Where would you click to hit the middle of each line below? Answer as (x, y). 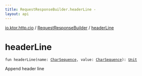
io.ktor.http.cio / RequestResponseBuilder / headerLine (60, 27)
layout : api (17, 14)
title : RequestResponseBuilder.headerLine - (50, 9)
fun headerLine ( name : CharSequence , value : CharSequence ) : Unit (71, 60)
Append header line (25, 69)
